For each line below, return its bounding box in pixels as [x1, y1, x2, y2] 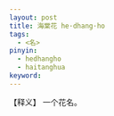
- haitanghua [17, 63, 66, 72]
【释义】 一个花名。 [9, 96, 82, 107]
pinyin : [9, 46, 38, 55]
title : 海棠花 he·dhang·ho [9, 21, 105, 30]
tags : [9, 29, 29, 38]
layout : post [9, 12, 58, 22]
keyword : [9, 71, 42, 80]
